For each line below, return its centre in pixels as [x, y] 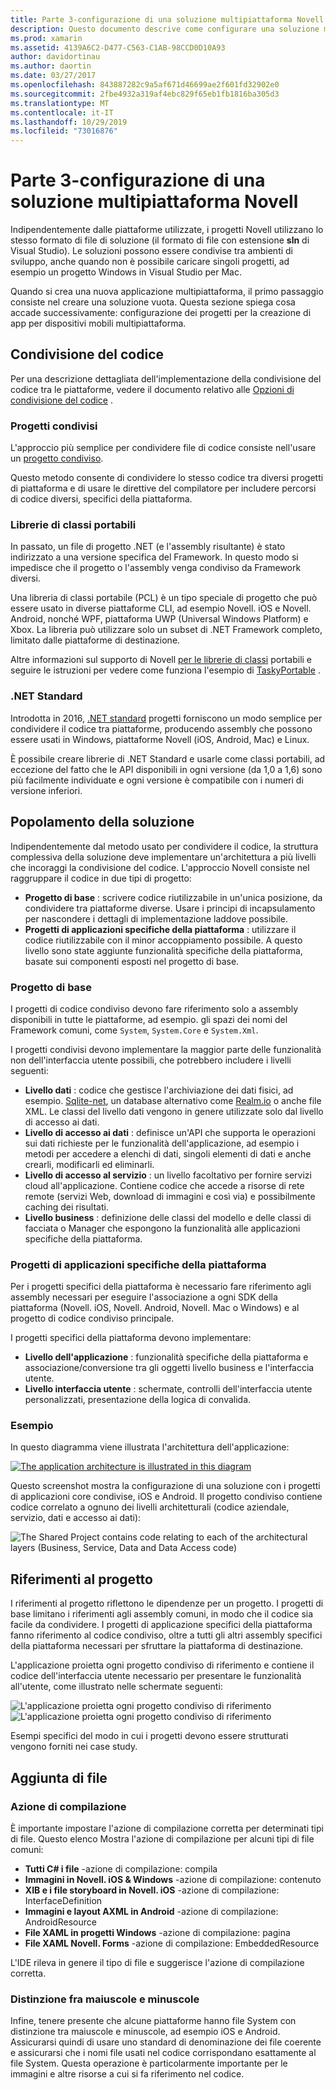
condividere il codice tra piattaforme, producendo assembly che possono [161, 728]
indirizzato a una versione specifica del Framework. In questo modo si [154, 557]
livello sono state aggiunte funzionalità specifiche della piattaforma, [163, 950]
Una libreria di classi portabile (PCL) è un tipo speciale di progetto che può [164, 598]
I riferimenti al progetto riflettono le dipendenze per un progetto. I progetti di [167, 1603]
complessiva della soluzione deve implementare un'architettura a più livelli [163, 857]
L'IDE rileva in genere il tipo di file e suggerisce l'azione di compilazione [157, 1962]
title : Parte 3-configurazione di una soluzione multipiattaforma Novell [167, 19]
